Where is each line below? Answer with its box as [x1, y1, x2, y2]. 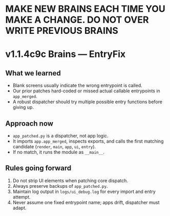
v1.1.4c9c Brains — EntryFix [5, 48, 126, 60]
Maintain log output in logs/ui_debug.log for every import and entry [12, 188, 156, 194]
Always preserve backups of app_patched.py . [12, 183, 108, 189]
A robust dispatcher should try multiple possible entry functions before [12, 99, 163, 105]
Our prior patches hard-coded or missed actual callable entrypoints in [12, 88, 160, 94]
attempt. [12, 193, 31, 200]
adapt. [12, 205, 27, 211]
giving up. [12, 104, 34, 110]
